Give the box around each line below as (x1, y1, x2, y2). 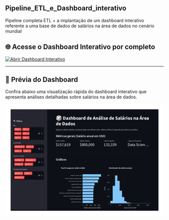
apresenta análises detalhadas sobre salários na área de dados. (5, 94, 137, 100)
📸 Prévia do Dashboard (5, 76, 78, 84)
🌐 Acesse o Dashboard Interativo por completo (5, 43, 155, 51)
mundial (5, 28, 22, 34)
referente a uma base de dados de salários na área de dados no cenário (5, 23, 154, 29)
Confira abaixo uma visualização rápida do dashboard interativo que (5, 89, 147, 95)
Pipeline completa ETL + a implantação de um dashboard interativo (5, 17, 144, 23)
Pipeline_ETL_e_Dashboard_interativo (5, 4, 127, 13)
